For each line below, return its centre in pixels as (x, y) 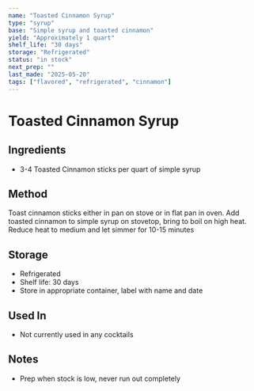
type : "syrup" (32, 23)
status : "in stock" (40, 60)
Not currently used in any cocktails (76, 334)
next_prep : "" (32, 67)
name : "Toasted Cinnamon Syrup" (61, 15)
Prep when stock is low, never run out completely (100, 378)
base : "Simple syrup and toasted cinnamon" (81, 30)
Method (28, 194)
